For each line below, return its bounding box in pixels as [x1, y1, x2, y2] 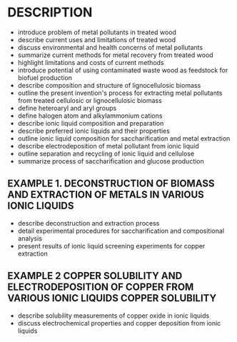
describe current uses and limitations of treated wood [17, 35, 176, 44]
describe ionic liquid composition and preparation [17, 119, 164, 127]
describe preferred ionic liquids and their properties [17, 126, 170, 135]
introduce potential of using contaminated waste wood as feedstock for [17, 66, 228, 74]
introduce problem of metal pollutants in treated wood [17, 28, 177, 36]
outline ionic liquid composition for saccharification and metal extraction [17, 134, 231, 143]
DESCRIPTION [7, 4, 93, 21]
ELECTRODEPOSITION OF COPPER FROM [7, 281, 194, 293]
